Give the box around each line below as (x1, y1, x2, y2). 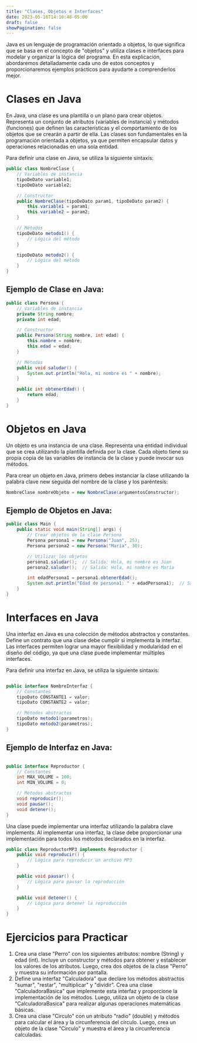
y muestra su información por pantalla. (14, 969, 108, 976)
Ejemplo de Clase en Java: (6, 285, 104, 295)
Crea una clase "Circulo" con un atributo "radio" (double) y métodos (14, 1013, 180, 1020)
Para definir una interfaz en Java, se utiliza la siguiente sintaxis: (6, 666, 159, 674)
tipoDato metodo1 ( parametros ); (16, 715, 93, 721)
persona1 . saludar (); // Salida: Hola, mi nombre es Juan (27, 559, 172, 565)
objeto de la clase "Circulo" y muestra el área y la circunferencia (14, 1025, 170, 1032)
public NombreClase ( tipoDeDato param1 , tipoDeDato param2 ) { (16, 198, 169, 204)
